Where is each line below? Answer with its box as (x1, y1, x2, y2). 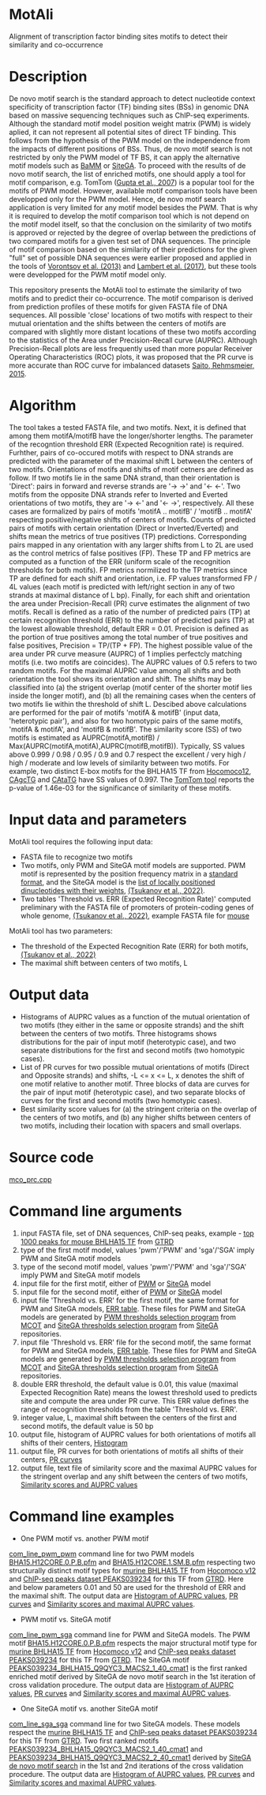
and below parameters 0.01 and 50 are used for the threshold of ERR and (9, 1582, 246, 1591)
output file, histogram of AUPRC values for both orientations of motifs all (20, 1430, 256, 1439)
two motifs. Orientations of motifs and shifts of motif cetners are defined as (9, 464, 254, 474)
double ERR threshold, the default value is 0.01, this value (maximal (20, 1379, 239, 1389)
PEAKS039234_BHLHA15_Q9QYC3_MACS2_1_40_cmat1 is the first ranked (9, 1663, 248, 1673)
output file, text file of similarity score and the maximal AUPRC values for (20, 1463, 257, 1472)
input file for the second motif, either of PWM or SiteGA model (20, 1287, 223, 1296)
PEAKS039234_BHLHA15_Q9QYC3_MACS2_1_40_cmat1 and (9, 1744, 204, 1753)
